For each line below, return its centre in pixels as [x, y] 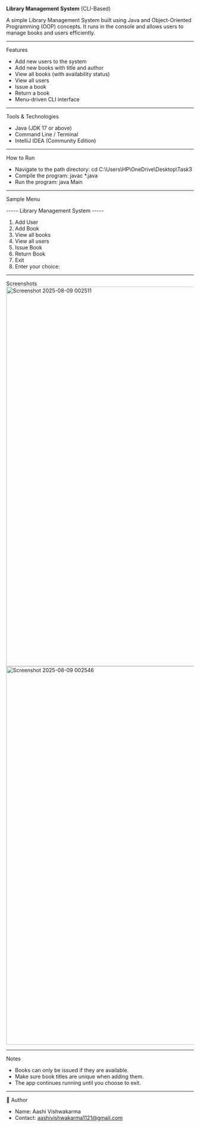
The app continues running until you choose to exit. [78, 1083]
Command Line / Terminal [46, 134]
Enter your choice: [37, 266]
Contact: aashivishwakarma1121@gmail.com [69, 1118]
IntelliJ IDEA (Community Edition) [55, 141]
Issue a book [30, 87]
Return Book [30, 254]
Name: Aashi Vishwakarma [48, 1112]
